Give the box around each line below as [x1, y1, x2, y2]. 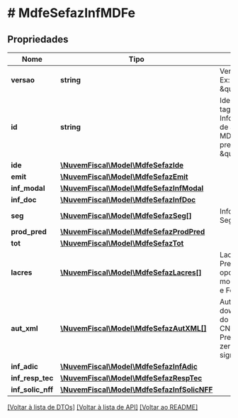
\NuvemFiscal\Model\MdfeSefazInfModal [59, 183, 204, 193]
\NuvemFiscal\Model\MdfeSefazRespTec [59, 373, 203, 383]
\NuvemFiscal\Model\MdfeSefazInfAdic [59, 362, 198, 371]
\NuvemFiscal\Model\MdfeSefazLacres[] [59, 268, 202, 277]
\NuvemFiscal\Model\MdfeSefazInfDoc [59, 195, 196, 204]
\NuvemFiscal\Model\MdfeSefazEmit [59, 172, 188, 182]
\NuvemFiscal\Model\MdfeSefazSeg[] [59, 211, 193, 221]
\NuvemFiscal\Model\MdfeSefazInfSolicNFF [59, 385, 213, 395]
